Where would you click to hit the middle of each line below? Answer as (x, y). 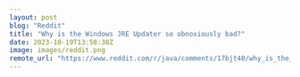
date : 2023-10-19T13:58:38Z (62, 42)
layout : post (33, 17)
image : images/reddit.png (57, 50)
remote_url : (31, 58)
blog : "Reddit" (37, 26)
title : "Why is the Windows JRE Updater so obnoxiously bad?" (127, 34)
